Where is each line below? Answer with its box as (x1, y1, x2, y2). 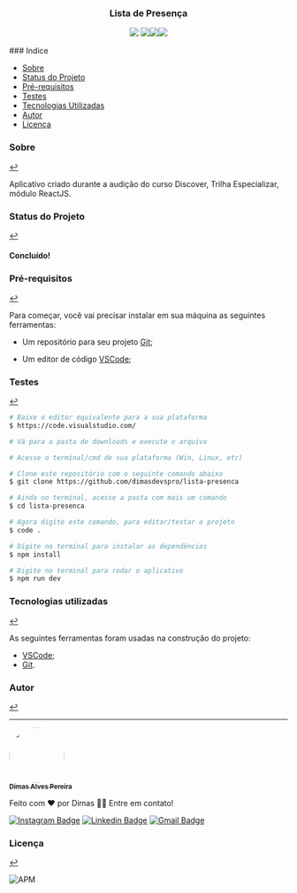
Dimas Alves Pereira (9, 782, 72, 791)
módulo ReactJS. (9, 188, 72, 198)
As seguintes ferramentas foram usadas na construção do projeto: (9, 633, 251, 643)
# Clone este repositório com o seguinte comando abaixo (9, 469, 224, 478)
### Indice (9, 45, 49, 56)
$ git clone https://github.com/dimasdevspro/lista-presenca (9, 478, 240, 486)
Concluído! (9, 251, 51, 261)
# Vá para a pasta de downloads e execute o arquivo (9, 437, 208, 446)
